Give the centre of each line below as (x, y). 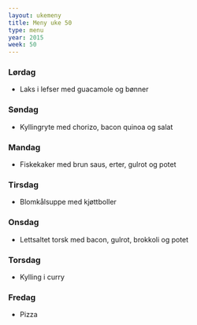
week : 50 (22, 45)
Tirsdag (24, 184)
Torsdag (24, 260)
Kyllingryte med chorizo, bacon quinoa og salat (96, 127)
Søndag (24, 109)
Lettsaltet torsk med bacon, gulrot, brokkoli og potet (104, 239)
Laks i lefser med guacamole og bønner (84, 89)
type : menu (26, 30)
